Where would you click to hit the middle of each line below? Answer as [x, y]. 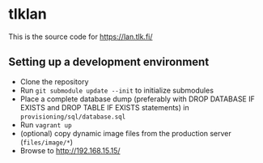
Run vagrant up [46, 124]
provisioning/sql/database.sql [73, 117]
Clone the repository [54, 81]
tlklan [28, 14]
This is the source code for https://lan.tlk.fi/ [81, 36]
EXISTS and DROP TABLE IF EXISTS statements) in [104, 107]
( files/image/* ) [47, 142]
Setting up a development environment [109, 62]
